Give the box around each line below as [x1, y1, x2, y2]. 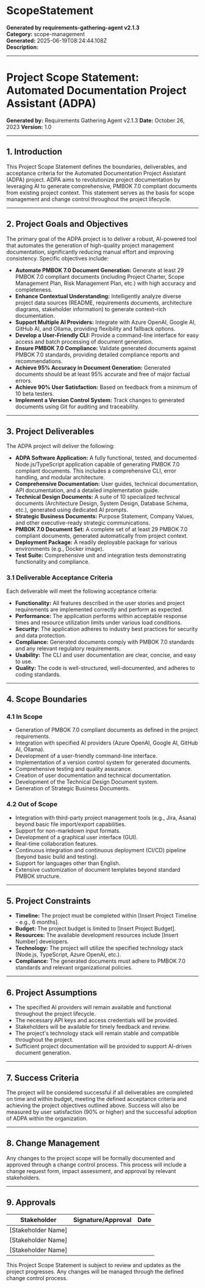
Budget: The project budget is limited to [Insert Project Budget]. [15, 925, 176, 932]
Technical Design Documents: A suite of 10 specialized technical [15, 493, 180, 501]
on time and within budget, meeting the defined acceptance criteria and [6, 1095, 187, 1103]
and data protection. [15, 631, 67, 639]
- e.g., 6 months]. [15, 918, 59, 926]
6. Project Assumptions [6, 987, 98, 998]
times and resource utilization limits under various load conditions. [15, 619, 182, 626]
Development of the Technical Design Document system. [15, 778, 159, 786]
